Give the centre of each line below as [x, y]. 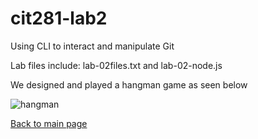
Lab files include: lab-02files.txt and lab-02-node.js [116, 65]
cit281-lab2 [59, 18]
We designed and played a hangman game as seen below [129, 84]
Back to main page [49, 123]
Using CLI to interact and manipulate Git [92, 46]
